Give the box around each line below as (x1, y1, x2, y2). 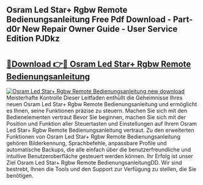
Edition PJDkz (6, 34, 60, 44)
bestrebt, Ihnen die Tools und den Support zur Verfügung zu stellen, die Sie (6, 165, 197, 173)
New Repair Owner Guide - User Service (21, 24, 178, 34)
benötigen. (6, 172, 34, 179)
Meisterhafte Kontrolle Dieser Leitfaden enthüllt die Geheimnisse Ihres (6, 94, 183, 101)
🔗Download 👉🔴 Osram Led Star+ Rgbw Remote (6, 59, 191, 69)
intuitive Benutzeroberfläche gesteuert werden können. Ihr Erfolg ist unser (6, 153, 194, 159)
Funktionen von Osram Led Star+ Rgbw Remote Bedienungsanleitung (6, 133, 180, 140)
